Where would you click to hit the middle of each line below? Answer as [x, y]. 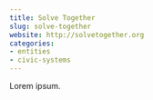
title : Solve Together [52, 18]
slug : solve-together [51, 26]
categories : [32, 43]
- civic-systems [40, 60]
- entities [30, 52]
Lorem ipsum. [35, 86]
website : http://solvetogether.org [77, 35]
